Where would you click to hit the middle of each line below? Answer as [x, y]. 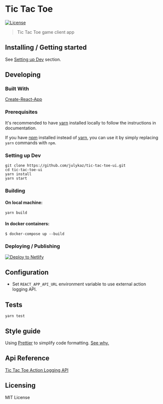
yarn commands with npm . [31, 143]
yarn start [16, 178]
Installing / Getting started [46, 48]
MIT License [18, 397]
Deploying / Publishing [33, 246]
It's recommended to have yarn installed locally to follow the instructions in [81, 123]
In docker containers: [27, 224]
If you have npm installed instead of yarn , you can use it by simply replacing [82, 137]
